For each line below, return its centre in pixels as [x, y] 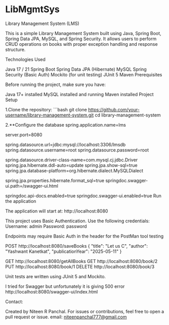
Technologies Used [25, 59]
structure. [15, 49]
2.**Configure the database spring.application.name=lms [66, 125]
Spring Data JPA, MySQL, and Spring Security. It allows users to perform [81, 39]
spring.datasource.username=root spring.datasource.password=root [77, 150]
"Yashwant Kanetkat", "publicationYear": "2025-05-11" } [64, 251]
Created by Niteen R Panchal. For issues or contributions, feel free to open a [85, 311]
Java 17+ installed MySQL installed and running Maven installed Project [79, 94]
